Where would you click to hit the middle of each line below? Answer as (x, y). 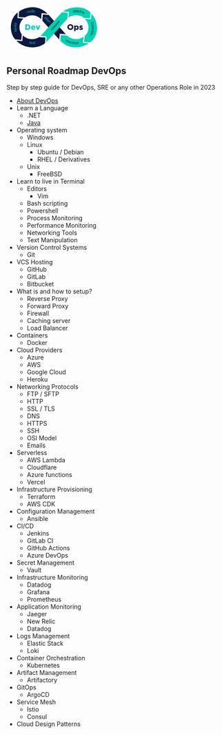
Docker (37, 343)
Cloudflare (42, 467)
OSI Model (42, 438)
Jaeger (37, 614)
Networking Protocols (47, 387)
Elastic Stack (45, 643)
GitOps (26, 687)
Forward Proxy (48, 306)
